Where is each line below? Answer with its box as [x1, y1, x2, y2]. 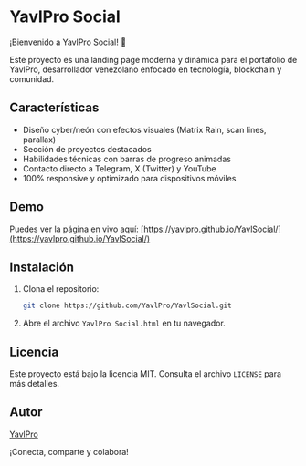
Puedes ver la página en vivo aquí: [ [9, 223, 144, 234]
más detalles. [9, 378, 60, 389]
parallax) [22, 134, 57, 145]
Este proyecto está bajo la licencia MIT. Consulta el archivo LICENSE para [9, 368, 281, 379]
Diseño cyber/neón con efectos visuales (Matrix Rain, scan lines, [22, 124, 267, 135]
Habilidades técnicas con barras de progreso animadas [22, 153, 231, 164]
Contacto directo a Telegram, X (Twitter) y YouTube [22, 162, 216, 174]
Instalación [9, 259, 75, 274]
